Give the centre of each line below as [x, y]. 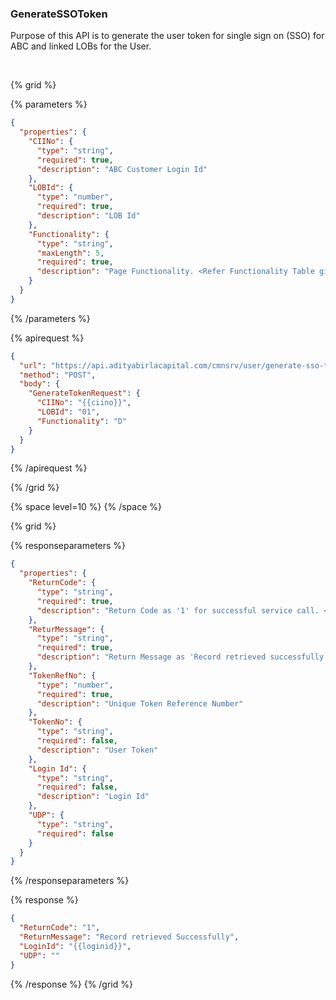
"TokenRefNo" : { [62, 675]
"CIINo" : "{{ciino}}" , [84, 403]
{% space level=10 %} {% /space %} [86, 507]
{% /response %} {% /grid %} [71, 984]
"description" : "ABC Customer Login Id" [122, 169]
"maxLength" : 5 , [70, 253]
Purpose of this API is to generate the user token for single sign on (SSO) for [167, 36]
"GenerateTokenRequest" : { [84, 393]
